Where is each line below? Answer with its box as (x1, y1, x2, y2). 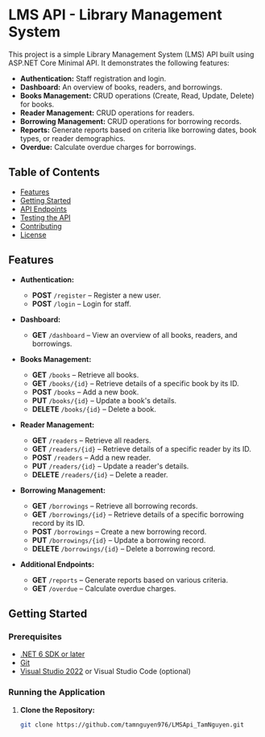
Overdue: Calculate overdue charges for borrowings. (19, 142, 197, 152)
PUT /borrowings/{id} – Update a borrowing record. (31, 535, 206, 545)
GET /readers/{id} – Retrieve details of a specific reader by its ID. (31, 443, 252, 453)
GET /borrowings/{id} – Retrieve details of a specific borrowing (31, 510, 244, 519)
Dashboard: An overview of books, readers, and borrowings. (19, 82, 223, 92)
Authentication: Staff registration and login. (19, 73, 167, 83)
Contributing (19, 221, 62, 231)
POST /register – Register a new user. (31, 290, 161, 300)
